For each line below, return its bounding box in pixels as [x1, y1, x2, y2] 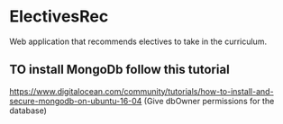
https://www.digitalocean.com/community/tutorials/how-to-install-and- [9, 85, 274, 96]
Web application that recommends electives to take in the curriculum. [9, 36, 268, 47]
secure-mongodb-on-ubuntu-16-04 [9, 95, 142, 106]
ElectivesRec [9, 6, 109, 27]
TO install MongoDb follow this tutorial [9, 62, 230, 77]
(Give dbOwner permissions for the [143, 95, 275, 106]
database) [9, 105, 48, 116]
